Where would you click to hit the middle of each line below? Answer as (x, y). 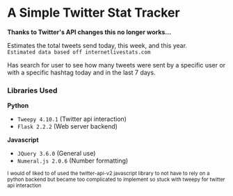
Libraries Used (32, 90)
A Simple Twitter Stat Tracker (94, 13)
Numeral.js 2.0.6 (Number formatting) (73, 161)
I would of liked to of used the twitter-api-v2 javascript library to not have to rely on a (109, 174)
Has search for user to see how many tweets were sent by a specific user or (116, 65)
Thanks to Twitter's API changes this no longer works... (89, 32)
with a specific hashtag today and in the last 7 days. (81, 72)
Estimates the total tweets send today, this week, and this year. (97, 45)
